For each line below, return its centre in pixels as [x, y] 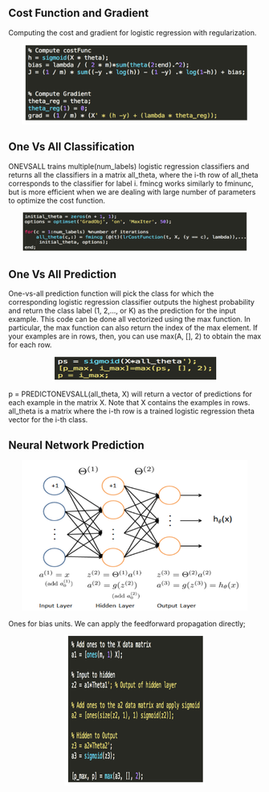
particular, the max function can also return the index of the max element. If [133, 328]
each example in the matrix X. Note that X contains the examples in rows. [129, 403]
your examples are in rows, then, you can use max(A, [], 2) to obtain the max [135, 336]
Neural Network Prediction [76, 445]
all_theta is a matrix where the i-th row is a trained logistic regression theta [132, 411]
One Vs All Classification [71, 147]
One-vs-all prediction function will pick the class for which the [111, 293]
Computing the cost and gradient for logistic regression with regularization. [132, 32]
